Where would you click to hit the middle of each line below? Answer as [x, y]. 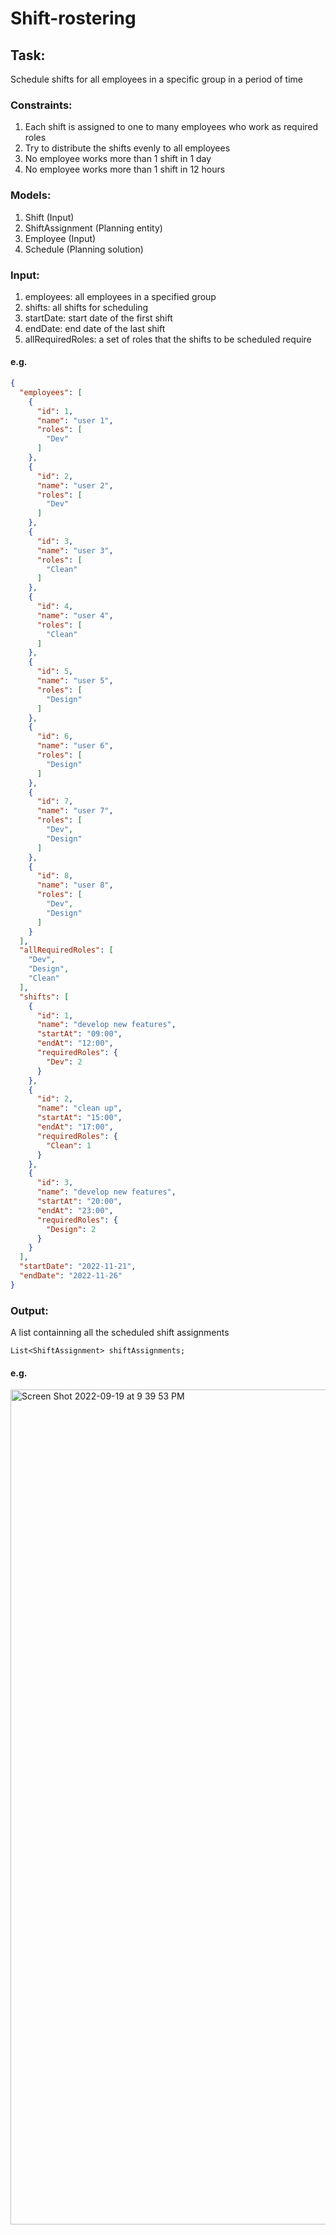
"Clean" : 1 [69, 1145]
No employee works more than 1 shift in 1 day [118, 159]
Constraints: [41, 105]
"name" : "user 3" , [75, 550]
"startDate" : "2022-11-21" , [78, 1267]
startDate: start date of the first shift [98, 318]
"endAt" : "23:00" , [75, 1210]
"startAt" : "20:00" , [79, 1202]
